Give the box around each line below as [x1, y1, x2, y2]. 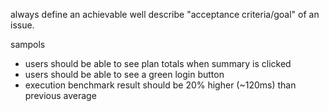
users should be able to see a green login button [24, 69, 225, 80]
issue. [10, 19, 35, 31]
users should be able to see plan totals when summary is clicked [24, 58, 292, 69]
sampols [10, 39, 46, 50]
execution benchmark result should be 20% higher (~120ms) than [24, 79, 297, 91]
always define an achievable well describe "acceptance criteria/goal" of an [10, 9, 320, 20]
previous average [24, 90, 97, 101]
